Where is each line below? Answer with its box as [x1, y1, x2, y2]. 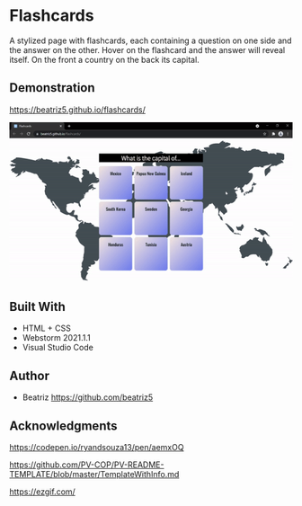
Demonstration [9, 80, 96, 95]
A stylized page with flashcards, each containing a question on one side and [9, 35, 292, 46]
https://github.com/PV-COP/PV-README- [9, 459, 164, 470]
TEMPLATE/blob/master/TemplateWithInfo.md [9, 469, 180, 480]
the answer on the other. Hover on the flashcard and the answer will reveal [9, 44, 286, 55]
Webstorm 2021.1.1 [22, 333, 92, 343]
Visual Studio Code [22, 342, 94, 353]
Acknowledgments [9, 418, 119, 433]
